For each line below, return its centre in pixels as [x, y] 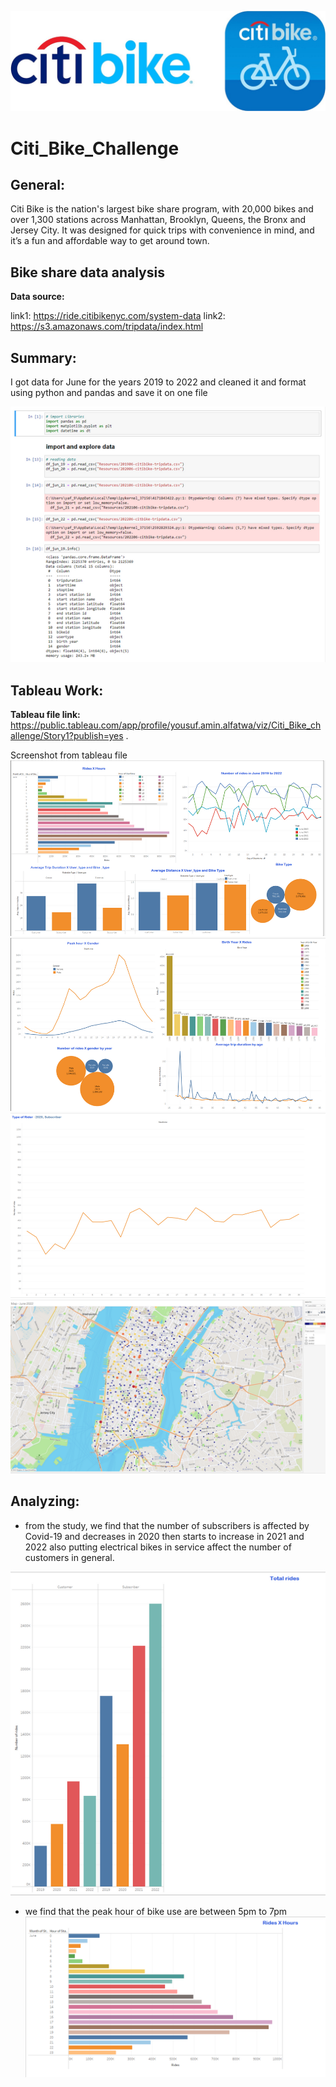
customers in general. [69, 1557]
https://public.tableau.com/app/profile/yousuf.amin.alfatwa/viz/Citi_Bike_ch [166, 725]
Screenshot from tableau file [69, 755]
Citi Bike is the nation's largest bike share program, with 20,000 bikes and [162, 209]
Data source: [37, 297]
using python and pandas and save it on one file [109, 393]
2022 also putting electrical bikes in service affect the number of [158, 1547]
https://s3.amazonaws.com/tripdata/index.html [107, 327]
